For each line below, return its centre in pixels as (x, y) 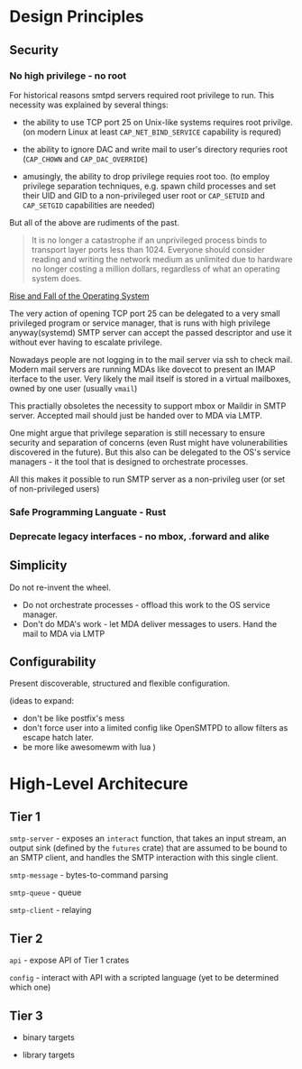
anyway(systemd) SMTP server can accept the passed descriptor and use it (151, 332)
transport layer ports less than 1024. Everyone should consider (148, 249)
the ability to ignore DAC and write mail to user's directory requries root (155, 149)
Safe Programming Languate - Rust (88, 511)
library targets (48, 1055)
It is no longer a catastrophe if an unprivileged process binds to (149, 240)
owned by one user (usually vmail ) (73, 388)
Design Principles (77, 17)
